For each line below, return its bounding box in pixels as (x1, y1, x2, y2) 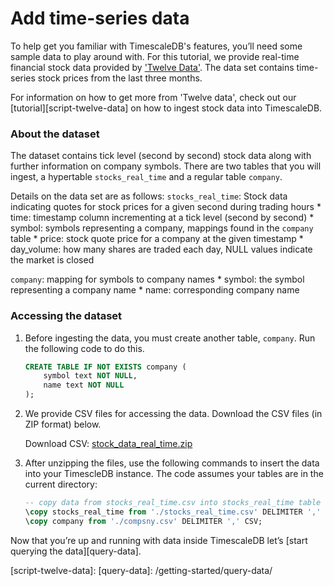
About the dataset (10, 127, 100, 141)
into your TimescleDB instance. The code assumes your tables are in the (24, 468, 324, 480)
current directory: (24, 478, 98, 491)
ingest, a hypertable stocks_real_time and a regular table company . (10, 171, 283, 183)
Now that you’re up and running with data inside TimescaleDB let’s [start (10, 534, 308, 546)
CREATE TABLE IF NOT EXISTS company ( (24, 362, 187, 372)
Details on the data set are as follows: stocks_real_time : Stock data (10, 190, 288, 202)
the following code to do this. (24, 342, 145, 354)
